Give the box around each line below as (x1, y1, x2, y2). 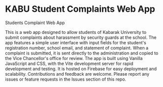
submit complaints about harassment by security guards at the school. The (5, 34, 157, 40)
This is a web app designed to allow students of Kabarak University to (5, 29, 146, 35)
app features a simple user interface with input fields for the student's (5, 39, 146, 45)
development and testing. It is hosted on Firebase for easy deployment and (5, 65, 157, 72)
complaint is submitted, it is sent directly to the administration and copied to (5, 50, 159, 56)
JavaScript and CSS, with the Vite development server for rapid (5, 60, 134, 66)
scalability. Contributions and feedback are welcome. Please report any (5, 71, 150, 77)
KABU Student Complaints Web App (5, 3, 156, 15)
